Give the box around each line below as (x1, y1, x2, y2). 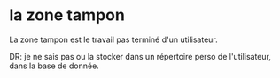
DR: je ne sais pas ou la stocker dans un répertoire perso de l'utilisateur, (9, 51, 272, 61)
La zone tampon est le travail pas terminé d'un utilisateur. (9, 34, 219, 45)
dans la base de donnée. (9, 60, 99, 71)
